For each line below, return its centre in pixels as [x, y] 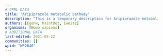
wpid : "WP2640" [20, 46]
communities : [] [21, 41]
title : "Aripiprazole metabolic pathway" [48, 14]
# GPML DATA [17, 9]
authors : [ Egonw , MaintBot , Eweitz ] [42, 23]
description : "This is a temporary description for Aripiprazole [72, 19]
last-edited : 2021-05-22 [30, 37]
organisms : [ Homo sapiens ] [32, 28]
